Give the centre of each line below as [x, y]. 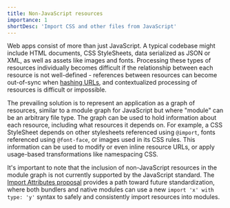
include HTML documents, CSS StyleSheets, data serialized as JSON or [109, 53]
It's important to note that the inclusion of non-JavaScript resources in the [112, 168]
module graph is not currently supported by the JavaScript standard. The [111, 175]
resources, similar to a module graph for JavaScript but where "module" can [115, 110]
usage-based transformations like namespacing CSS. [83, 154]
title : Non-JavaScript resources [55, 13]
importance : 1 [28, 20]
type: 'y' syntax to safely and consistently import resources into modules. [114, 197]
